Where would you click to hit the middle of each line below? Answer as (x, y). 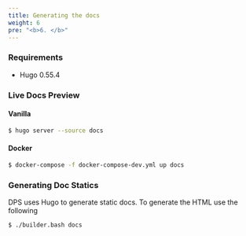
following (23, 211)
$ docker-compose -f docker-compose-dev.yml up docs (96, 165)
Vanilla (20, 114)
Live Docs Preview (44, 95)
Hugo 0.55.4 (40, 75)
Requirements (36, 57)
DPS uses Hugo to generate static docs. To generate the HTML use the (123, 202)
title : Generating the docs (54, 15)
